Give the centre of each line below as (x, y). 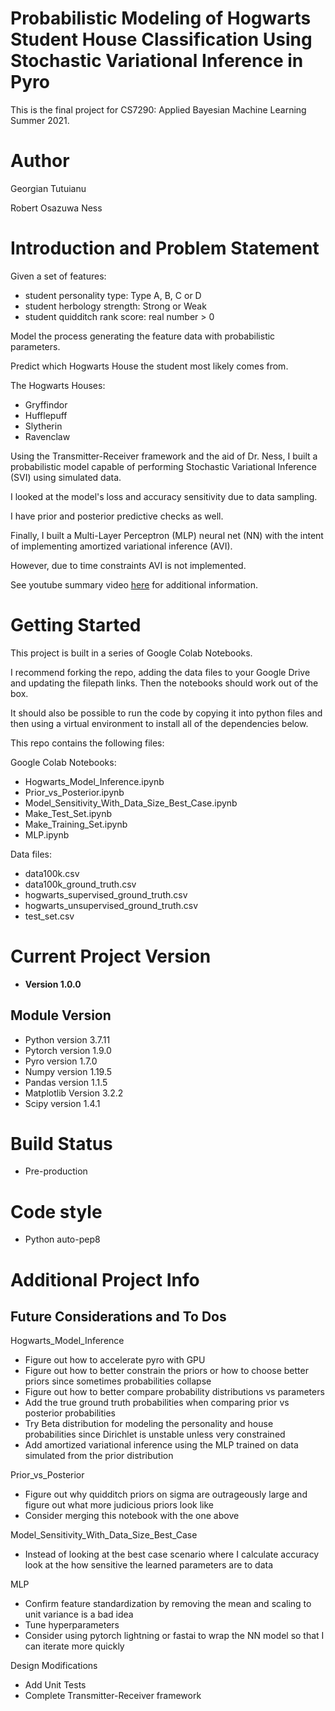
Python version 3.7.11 (67, 1039)
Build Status (61, 1143)
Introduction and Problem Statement (165, 248)
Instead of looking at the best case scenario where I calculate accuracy (172, 1554)
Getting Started (76, 625)
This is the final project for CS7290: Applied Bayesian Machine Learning (158, 109)
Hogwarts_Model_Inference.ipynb (94, 781)
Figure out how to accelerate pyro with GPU (115, 1360)
